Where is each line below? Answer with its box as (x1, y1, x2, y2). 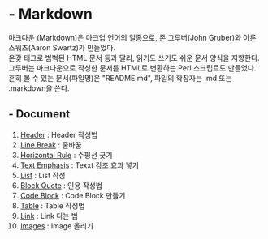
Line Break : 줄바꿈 (19, 139, 83, 150)
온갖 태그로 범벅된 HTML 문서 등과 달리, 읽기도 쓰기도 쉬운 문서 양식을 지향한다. (8, 53, 260, 62)
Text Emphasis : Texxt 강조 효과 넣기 (19, 160, 140, 170)
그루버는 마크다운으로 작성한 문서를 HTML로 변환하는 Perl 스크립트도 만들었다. (8, 62, 257, 73)
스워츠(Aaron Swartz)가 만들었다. (8, 42, 116, 53)
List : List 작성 (19, 170, 66, 180)
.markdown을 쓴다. (8, 83, 71, 93)
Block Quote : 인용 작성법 (19, 180, 103, 190)
